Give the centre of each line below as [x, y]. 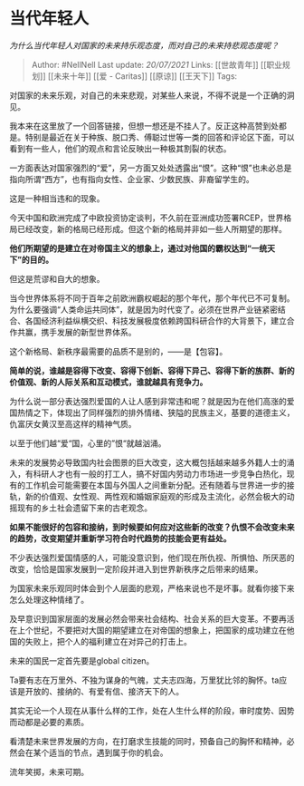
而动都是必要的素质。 [49, 722]
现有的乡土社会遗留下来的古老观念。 [84, 508]
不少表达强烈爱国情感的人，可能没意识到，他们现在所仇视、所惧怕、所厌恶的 [152, 558]
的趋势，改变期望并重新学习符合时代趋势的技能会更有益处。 [120, 538]
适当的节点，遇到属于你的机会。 [108, 752]
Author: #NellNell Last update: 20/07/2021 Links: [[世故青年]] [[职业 [157, 64]
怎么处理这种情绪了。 [49, 599]
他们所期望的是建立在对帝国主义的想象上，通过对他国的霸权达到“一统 [138, 248]
